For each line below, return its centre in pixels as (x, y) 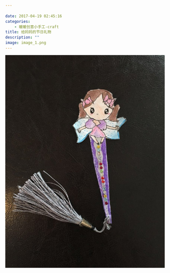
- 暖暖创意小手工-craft (37, 27)
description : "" (22, 37)
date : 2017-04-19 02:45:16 (34, 16)
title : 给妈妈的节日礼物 (28, 32)
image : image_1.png (26, 43)
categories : (18, 21)
